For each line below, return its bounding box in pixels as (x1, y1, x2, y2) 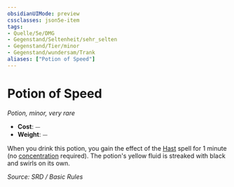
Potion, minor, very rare (7, 109, 76, 117)
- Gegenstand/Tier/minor (7, 43, 80, 50)
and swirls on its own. (7, 158, 70, 167)
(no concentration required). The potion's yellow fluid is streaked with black (7, 151, 226, 160)
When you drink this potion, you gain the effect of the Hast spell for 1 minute (7, 144, 227, 152)
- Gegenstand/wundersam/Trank (7, 50, 96, 57)
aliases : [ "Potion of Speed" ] (7, 56, 96, 63)
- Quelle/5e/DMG (7, 29, 55, 37)
